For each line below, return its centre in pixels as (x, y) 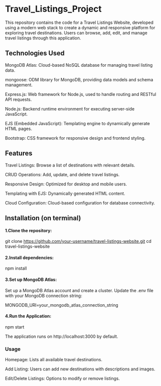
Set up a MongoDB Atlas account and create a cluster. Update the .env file (79, 290)
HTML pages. (19, 129)
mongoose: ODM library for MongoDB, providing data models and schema (79, 79)
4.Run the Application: (28, 316)
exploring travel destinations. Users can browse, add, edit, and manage (76, 33)
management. (19, 85)
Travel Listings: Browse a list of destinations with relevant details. (70, 165)
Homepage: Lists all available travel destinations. (54, 360)
